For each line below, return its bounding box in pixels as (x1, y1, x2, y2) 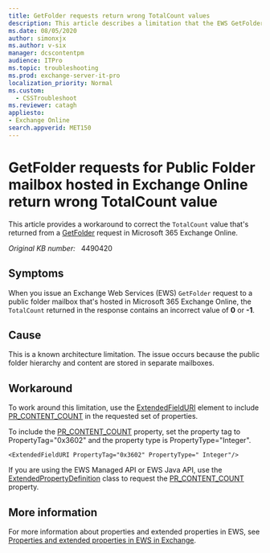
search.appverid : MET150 (8, 124, 92, 132)
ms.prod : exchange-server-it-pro (8, 72, 121, 80)
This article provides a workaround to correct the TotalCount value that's (8, 219, 249, 229)
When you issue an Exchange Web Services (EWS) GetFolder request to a (8, 288, 253, 297)
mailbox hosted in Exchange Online (8, 175, 248, 194)
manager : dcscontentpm (8, 49, 84, 57)
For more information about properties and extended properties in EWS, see (8, 526, 260, 536)
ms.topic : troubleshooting (8, 64, 99, 72)
